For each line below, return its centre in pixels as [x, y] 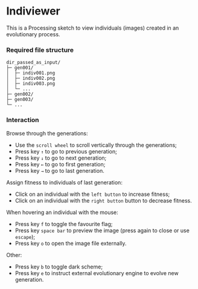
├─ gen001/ [20, 68]
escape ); [25, 236]
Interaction [23, 120]
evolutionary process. [33, 34]
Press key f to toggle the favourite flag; [64, 224]
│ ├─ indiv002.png [31, 79]
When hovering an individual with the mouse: [62, 212]
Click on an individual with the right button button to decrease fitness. [103, 200]
